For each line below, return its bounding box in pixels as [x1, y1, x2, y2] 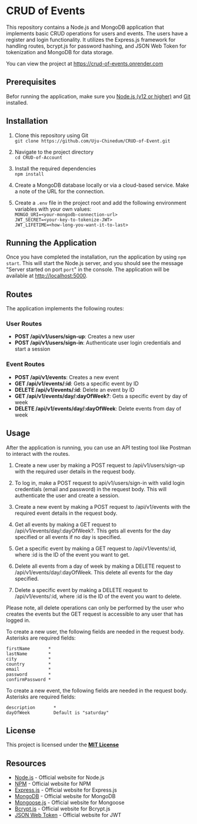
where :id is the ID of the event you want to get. [14, 551, 130, 558]
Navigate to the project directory [14, 148, 94, 155]
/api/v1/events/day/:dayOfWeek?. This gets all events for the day [14, 527, 171, 534]
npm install [14, 171, 44, 177]
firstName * [6, 646, 51, 651]
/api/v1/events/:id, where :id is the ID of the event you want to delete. [14, 593, 182, 600]
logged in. [6, 617, 31, 624]
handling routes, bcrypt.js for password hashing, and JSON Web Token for [6, 42, 187, 49]
